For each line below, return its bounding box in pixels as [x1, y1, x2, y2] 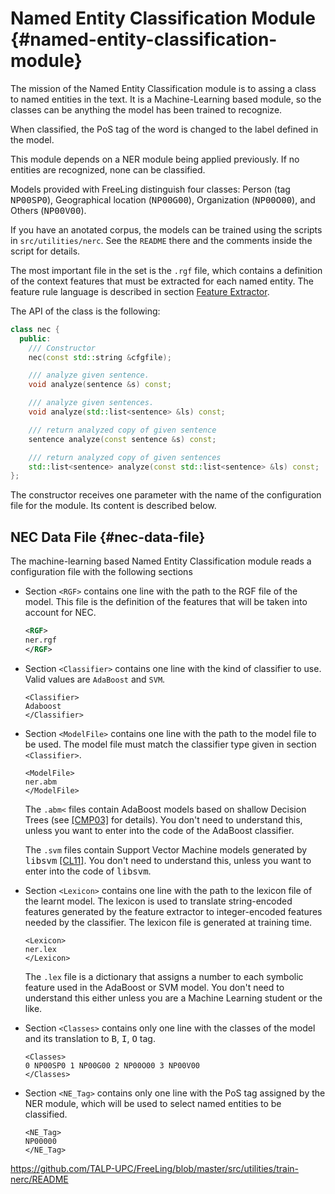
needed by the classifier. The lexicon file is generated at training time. [24, 916, 313, 928]
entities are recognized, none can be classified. [10, 163, 206, 176]
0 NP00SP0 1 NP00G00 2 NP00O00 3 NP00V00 [24, 1060, 200, 1071]
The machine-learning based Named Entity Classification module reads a [10, 555, 312, 567]
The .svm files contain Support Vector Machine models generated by [24, 843, 308, 856]
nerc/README [10, 1173, 69, 1185]
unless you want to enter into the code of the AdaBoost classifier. [24, 824, 295, 836]
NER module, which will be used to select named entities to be [24, 1097, 282, 1109]
